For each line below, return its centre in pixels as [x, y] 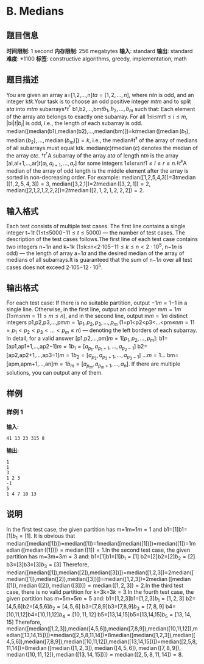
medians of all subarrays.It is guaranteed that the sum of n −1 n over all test [99, 259]
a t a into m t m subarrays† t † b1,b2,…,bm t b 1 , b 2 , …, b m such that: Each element [101, 109]
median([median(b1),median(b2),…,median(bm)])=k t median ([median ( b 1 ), [98, 132]
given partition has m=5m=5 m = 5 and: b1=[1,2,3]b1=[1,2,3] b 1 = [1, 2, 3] [95, 599]
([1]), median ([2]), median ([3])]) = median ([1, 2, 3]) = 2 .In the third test [95, 586]
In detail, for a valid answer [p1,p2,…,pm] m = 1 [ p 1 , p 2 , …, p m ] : [82, 339]
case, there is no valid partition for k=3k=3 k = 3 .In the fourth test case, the [100, 592]
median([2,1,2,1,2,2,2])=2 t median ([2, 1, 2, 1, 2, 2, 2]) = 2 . [75, 190]
